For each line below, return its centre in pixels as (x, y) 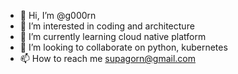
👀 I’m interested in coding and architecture (107, 26)
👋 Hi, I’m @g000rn (58, 15)
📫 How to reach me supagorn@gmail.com (107, 58)
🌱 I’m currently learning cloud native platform (113, 36)
